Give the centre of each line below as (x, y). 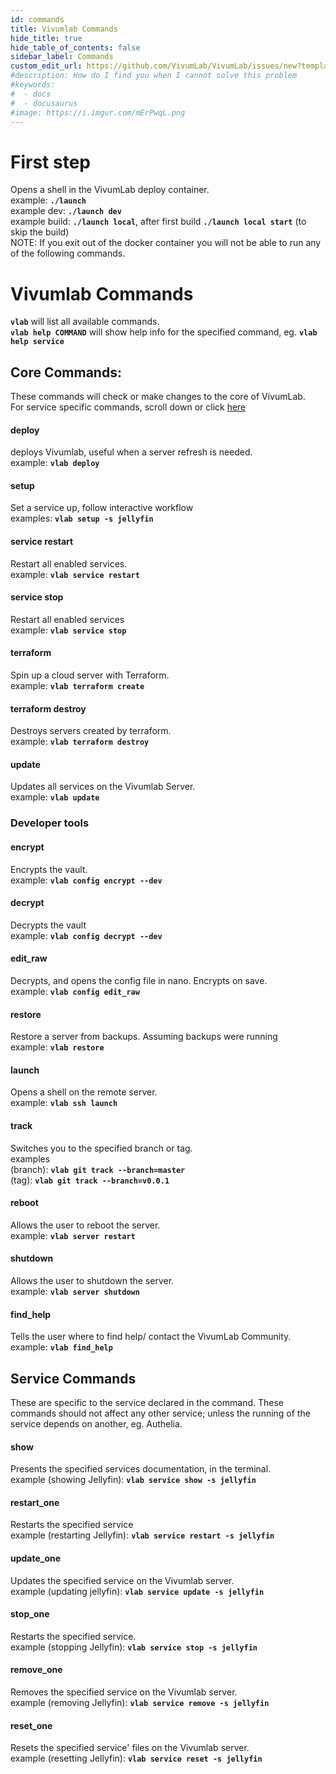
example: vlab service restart (75, 574)
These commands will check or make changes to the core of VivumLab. (158, 397)
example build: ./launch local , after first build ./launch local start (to (158, 222)
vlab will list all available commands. (85, 322)
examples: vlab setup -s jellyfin (82, 518)
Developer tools (50, 823)
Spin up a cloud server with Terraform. (90, 675)
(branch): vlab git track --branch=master (98, 1169)
